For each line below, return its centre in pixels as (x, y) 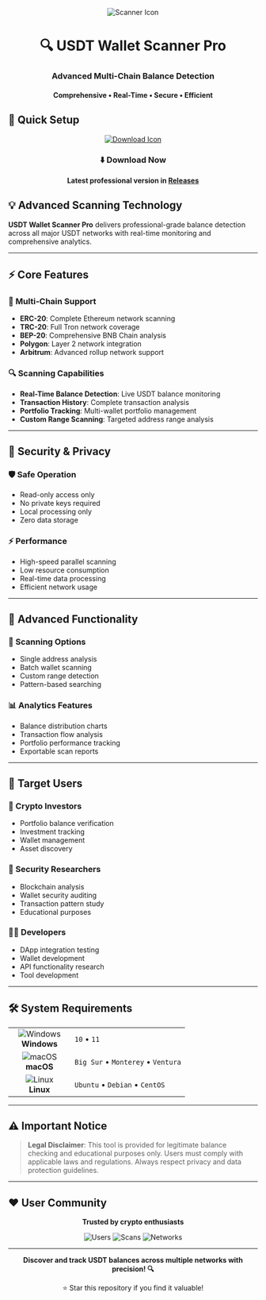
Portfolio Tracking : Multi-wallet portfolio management (108, 411)
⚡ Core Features (49, 275)
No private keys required (60, 503)
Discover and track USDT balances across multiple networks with (133, 1260)
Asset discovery (46, 849)
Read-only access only (57, 495)
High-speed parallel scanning (68, 561)
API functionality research (62, 966)
